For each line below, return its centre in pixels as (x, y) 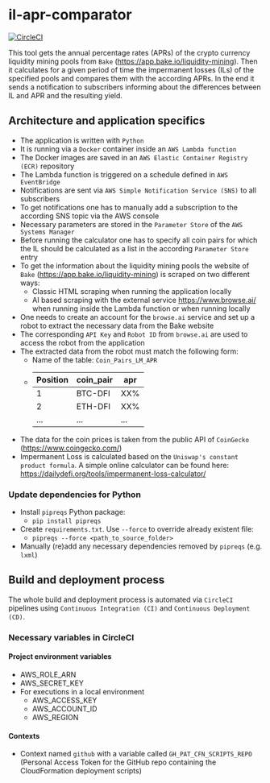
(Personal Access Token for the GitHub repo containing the (118, 762)
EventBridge (40, 182)
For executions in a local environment (82, 691)
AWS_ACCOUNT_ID (64, 708)
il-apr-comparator (70, 15)
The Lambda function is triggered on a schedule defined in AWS (124, 174)
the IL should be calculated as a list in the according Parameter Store (134, 248)
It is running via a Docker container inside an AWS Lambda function (128, 149)
